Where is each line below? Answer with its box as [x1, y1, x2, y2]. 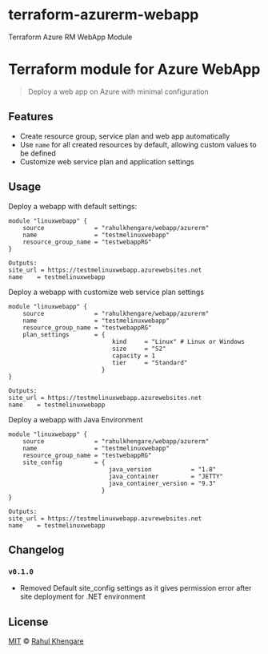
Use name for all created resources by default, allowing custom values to [19, 139, 258, 149]
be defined [19, 148, 56, 158]
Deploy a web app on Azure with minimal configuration [27, 87, 210, 96]
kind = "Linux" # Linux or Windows [111, 337, 246, 345]
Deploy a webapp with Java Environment [8, 414, 143, 424]
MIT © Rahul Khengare [8, 636, 84, 646]
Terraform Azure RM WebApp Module [8, 32, 133, 42]
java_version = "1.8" [108, 465, 217, 474]
